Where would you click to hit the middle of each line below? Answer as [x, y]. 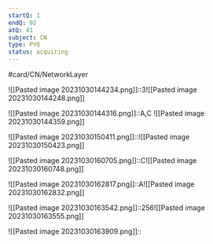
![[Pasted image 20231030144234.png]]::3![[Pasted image [103, 90]
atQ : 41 [21, 30]
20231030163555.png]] [46, 216]
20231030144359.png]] [46, 122]
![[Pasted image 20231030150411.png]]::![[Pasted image [99, 137]
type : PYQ [24, 45]
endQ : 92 [22, 23]
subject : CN [28, 37]
